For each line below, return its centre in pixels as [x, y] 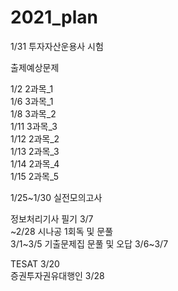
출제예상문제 [35, 67]
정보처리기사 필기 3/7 [52, 218]
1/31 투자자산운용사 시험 [57, 46]
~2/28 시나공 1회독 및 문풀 [62, 231]
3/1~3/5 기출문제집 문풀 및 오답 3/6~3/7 [89, 243]
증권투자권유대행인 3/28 [57, 275]
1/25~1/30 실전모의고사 [56, 197]
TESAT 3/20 [35, 263]
